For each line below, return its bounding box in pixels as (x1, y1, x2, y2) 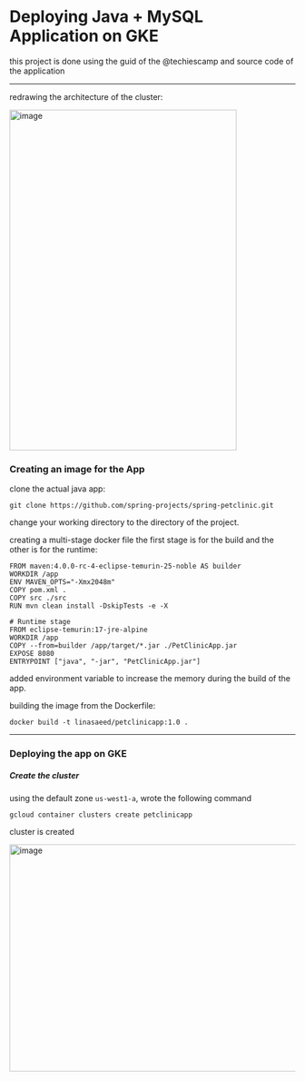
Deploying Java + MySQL (9, 6, 204, 27)
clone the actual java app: (9, 483, 106, 494)
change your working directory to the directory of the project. (9, 517, 240, 528)
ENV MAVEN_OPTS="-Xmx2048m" (9, 578, 116, 587)
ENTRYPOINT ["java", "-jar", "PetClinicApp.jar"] (9, 657, 202, 667)
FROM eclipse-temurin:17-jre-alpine (9, 625, 148, 635)
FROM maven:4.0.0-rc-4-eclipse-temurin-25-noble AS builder (9, 561, 242, 571)
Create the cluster (9, 769, 80, 780)
